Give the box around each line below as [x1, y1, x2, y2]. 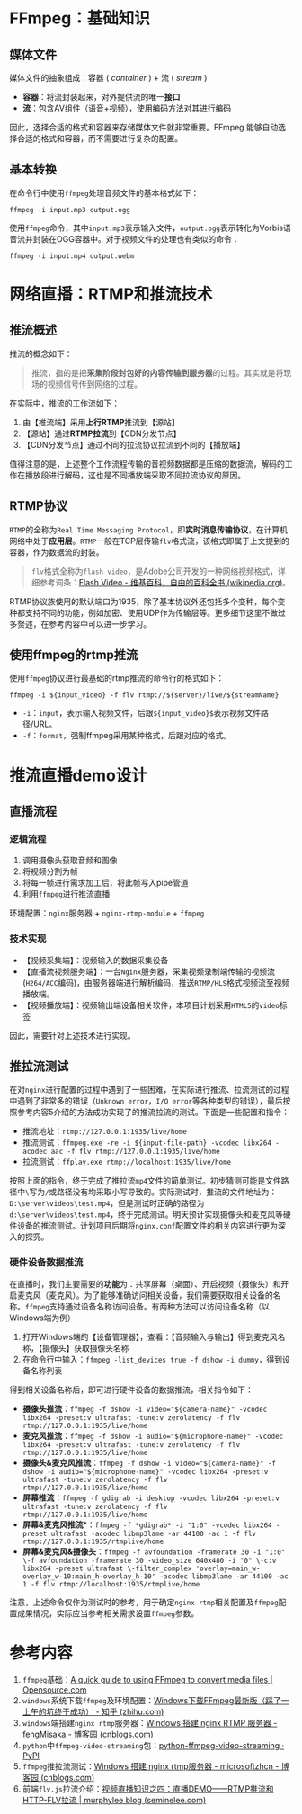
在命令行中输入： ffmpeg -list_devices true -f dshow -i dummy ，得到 [22, 1354, 283, 1364]
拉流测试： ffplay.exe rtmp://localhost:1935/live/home [22, 1157, 232, 1167]
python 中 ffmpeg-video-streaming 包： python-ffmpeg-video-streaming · [22, 1739, 285, 1750]
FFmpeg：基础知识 [9, 8, 150, 29]
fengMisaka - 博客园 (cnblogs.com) [22, 1729, 155, 1739]
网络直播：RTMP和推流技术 [9, 284, 213, 304]
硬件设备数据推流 [9, 1256, 84, 1269]
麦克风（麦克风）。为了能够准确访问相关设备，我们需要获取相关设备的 [16, 1290, 273, 1300]
